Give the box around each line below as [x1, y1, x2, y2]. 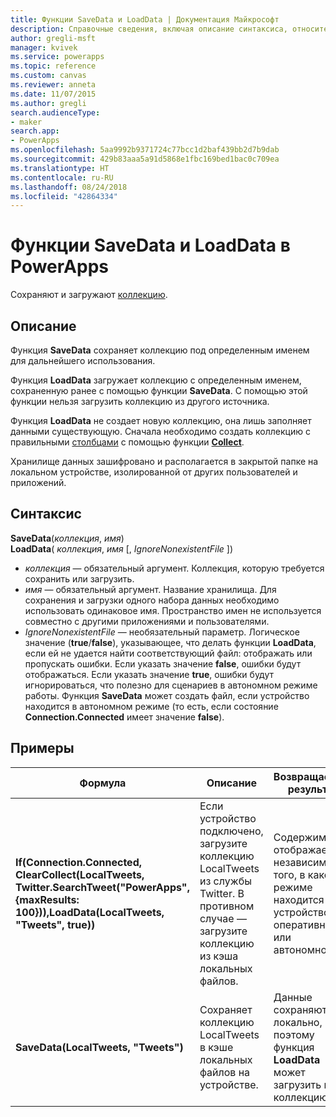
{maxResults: [15, 892, 80, 906]
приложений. [10, 477, 67, 488]
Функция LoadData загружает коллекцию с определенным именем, [10, 374, 302, 386]
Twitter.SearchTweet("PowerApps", [15, 880, 190, 894]
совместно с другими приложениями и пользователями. [24, 615, 270, 627]
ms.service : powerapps [10, 52, 105, 62]
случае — [199, 911, 247, 925]
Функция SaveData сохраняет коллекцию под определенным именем [10, 344, 310, 356]
